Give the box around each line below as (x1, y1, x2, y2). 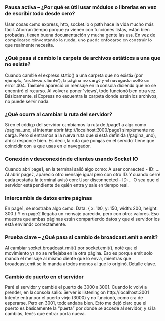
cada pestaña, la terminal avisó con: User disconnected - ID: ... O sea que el (5, 177, 160, 183)
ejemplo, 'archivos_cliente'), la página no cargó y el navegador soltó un (5, 77, 150, 83)
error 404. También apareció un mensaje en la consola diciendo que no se (5, 82, 156, 88)
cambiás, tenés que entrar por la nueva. (5, 311, 86, 317)
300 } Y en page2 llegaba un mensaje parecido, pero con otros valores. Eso (5, 211, 159, 217)
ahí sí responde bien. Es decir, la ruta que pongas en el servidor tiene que (5, 137, 155, 143)
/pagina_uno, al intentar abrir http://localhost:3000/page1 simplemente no (5, 127, 155, 133)
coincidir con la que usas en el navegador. (5, 143, 91, 149)
